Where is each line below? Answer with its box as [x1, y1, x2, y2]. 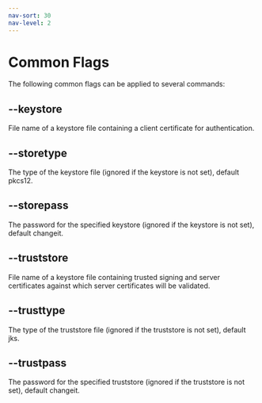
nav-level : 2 [8, 19, 51, 27]
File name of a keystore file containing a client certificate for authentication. [8, 124, 255, 133]
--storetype [8, 146, 67, 159]
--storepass [8, 199, 69, 213]
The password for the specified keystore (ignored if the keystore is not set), [8, 220, 255, 229]
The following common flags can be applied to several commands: [8, 79, 226, 89]
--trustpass [8, 356, 67, 370]
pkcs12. [8, 176, 33, 186]
